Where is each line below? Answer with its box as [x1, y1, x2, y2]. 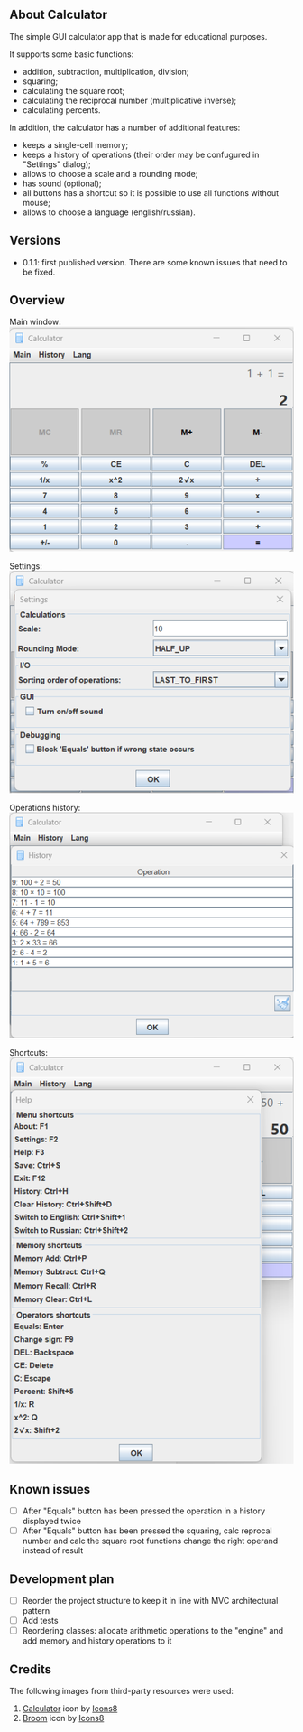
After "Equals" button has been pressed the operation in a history [22, 1505, 266, 1516]
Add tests [22, 1616, 59, 1626]
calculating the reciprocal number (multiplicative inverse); [22, 95, 237, 106]
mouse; [22, 197, 51, 208]
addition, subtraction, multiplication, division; [22, 66, 189, 77]
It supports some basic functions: [9, 49, 134, 60]
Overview [9, 293, 66, 308]
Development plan [9, 1571, 115, 1587]
